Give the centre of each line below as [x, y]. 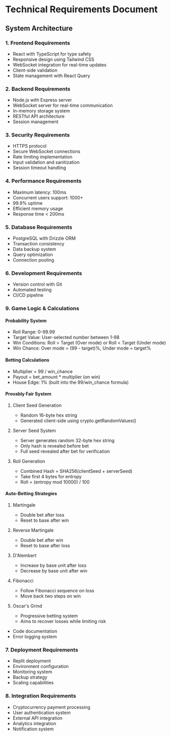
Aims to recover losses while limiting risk [63, 621]
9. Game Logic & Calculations [42, 309]
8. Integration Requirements [41, 696]
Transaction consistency [39, 244]
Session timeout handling [39, 168]
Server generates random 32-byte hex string [67, 440]
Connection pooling [33, 260]
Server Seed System [34, 430]
